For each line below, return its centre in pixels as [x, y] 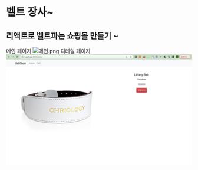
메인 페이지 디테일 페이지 [48, 51]
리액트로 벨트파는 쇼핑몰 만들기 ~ [62, 36]
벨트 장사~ [30, 12]
